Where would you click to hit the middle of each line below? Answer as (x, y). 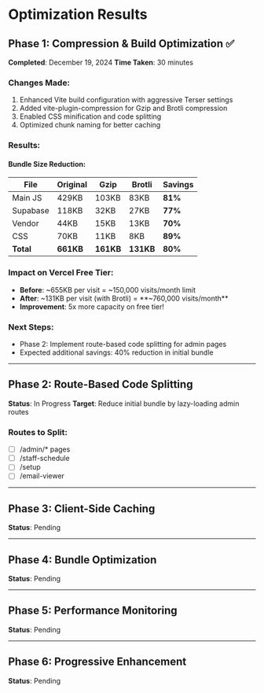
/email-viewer (42, 476)
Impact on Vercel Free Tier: (61, 273)
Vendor (26, 223)
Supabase (31, 211)
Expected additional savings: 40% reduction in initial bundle (116, 352)
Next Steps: (31, 326)
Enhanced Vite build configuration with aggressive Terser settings (126, 100)
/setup (30, 467)
